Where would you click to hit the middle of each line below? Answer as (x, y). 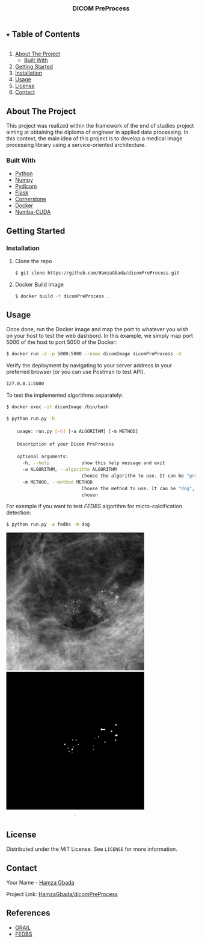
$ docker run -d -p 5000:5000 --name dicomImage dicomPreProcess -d (94, 354)
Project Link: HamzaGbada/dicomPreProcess (62, 894)
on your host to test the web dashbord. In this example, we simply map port (100, 336)
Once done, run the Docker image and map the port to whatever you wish (97, 329)
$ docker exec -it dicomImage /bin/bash (58, 407)
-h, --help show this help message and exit (93, 463)
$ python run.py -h (31, 419)
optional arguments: (43, 457)
